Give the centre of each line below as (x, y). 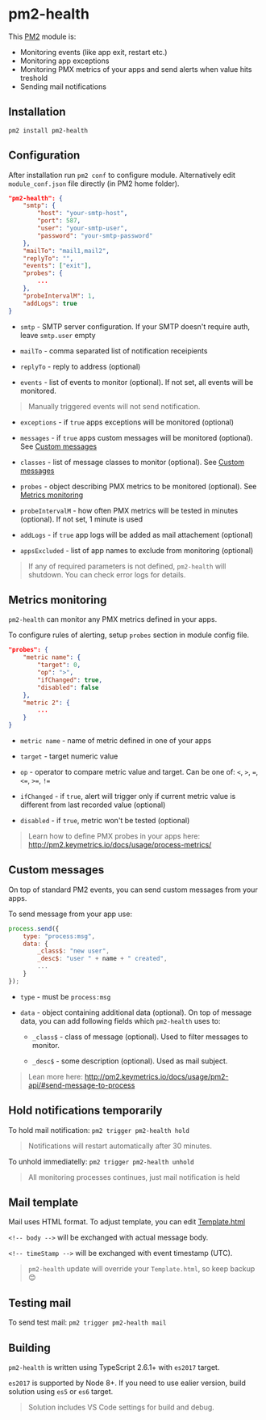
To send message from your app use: (71, 914)
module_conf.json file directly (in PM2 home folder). (94, 184)
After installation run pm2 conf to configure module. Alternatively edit (122, 175)
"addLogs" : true (50, 303)
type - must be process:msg (65, 996)
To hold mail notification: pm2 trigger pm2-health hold (99, 1130)
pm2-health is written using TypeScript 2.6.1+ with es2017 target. (114, 1367)
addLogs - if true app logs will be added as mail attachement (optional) (137, 535)
